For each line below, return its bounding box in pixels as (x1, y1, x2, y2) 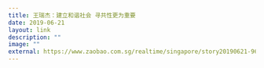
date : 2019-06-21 (8, 19, 65, 27)
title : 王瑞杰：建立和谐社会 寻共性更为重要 (8, 11, 136, 20)
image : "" (8, 41, 41, 48)
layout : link (8, 26, 51, 34)
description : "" (8, 33, 61, 41)
